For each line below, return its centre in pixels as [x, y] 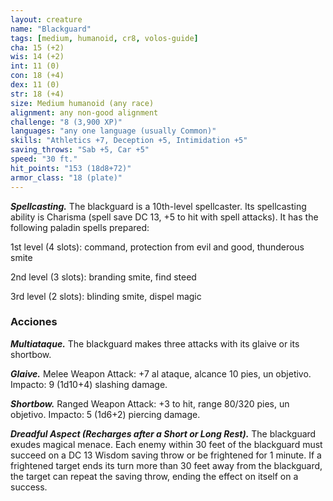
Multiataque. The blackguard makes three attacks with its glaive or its [155, 343]
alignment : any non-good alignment [84, 112]
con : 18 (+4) [37, 76]
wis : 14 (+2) [37, 57]
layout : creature [46, 19]
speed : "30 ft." [44, 159]
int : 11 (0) [35, 66]
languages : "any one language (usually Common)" [113, 131]
